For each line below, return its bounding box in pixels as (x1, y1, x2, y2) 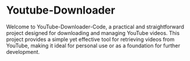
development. (6, 48, 40, 55)
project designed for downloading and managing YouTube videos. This (6, 29, 180, 36)
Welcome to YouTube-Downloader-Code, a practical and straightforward (6, 23, 185, 30)
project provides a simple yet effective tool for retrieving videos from (6, 36, 175, 43)
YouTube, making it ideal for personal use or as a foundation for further (6, 42, 180, 49)
